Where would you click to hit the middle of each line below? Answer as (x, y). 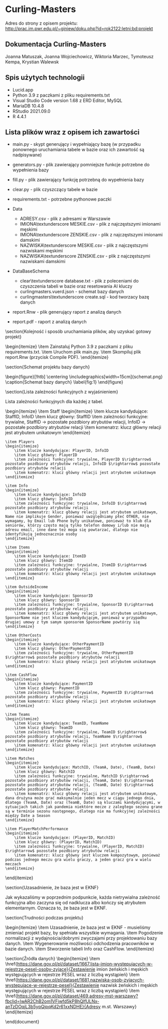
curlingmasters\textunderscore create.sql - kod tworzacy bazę (85, 297)
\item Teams (18, 715)
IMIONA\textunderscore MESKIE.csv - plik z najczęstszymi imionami (90, 224)
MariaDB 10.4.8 (28, 106)
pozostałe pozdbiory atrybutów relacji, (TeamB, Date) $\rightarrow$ (79, 785)
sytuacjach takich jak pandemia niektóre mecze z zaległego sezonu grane (84, 807)
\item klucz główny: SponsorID (47, 600)
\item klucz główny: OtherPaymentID (53, 649)
